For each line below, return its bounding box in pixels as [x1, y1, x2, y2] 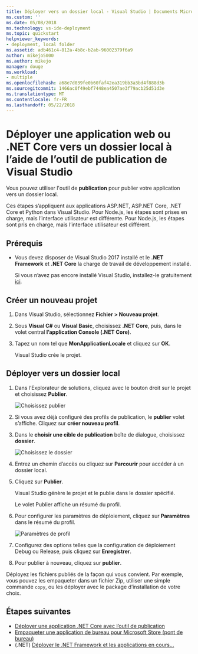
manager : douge [6, 63, 44, 70]
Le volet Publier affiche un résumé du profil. [14, 500, 121, 508]
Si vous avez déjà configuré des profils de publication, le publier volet [14, 413, 185, 420]
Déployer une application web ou [6, 128, 171, 141]
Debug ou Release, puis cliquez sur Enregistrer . [14, 548, 131, 555]
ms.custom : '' [6, 14, 41, 20]
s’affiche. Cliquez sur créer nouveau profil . [14, 419, 120, 427]
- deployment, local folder [6, 42, 75, 48]
